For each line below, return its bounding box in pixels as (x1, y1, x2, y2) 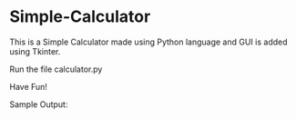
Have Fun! (9, 81, 48, 92)
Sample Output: (9, 98, 68, 110)
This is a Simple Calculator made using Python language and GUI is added (9, 36, 289, 47)
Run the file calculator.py (9, 64, 103, 74)
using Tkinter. (9, 45, 61, 56)
